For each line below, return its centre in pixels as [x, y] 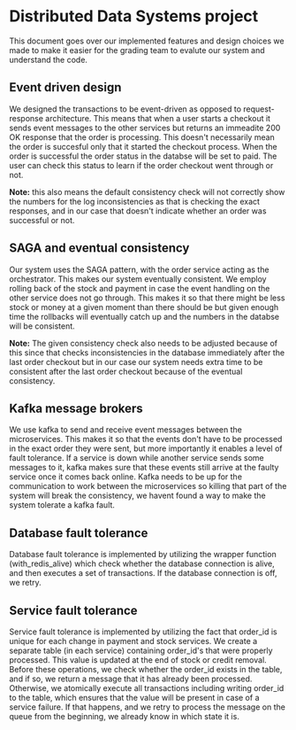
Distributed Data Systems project [134, 16]
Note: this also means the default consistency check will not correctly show [147, 191]
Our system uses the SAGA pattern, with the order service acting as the [139, 269]
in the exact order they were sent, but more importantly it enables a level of [146, 448]
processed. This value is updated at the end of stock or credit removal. [138, 660]
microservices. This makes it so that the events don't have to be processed [146, 439]
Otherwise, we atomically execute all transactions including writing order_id [147, 688]
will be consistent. [42, 326]
